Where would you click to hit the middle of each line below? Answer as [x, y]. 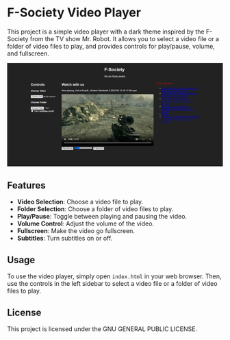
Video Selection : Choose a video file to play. [80, 202]
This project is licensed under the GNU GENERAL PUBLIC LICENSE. [102, 329]
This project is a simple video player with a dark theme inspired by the [106, 32]
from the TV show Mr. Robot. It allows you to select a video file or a [125, 38]
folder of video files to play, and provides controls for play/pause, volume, [111, 46]
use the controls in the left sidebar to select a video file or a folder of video [112, 284]
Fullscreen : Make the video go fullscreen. [76, 231]
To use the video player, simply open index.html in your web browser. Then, [114, 276]
